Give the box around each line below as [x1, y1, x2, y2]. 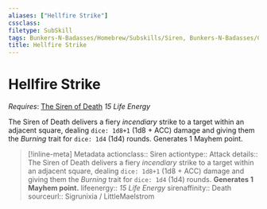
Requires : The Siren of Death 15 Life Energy [8, 102, 151, 111]
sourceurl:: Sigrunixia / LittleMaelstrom [27, 192, 155, 201]
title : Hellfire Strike [8, 41, 87, 49]
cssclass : [8, 19, 41, 27]
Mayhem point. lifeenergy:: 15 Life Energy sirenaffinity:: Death [27, 184, 232, 193]
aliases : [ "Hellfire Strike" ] [8, 11, 109, 20]
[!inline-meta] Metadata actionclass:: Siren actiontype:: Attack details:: [27, 149, 258, 159]
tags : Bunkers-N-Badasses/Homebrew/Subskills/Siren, [8, 33, 187, 42]
